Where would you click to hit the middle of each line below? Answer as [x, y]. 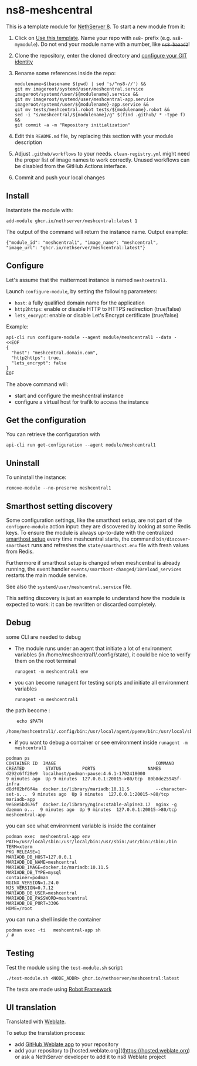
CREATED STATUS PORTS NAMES [84, 768]
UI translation [31, 1008]
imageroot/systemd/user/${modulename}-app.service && [81, 104]
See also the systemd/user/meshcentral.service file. [69, 586]
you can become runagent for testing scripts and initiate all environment [101, 682]
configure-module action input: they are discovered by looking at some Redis [98, 526]
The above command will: [37, 384]
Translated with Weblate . [36, 1022]
